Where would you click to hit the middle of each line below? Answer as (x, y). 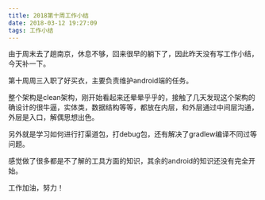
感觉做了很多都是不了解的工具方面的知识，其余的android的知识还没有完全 (129, 161)
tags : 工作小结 (31, 30)
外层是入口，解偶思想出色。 (54, 117)
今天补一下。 (29, 63)
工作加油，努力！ (36, 188)
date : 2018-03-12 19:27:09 (53, 23)
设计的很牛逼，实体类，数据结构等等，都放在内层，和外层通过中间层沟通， (136, 107)
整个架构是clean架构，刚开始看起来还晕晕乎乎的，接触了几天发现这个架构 (128, 98)
